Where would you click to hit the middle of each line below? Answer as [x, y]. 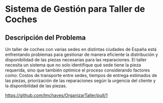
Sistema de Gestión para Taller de [75, 9]
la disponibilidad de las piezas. [36, 86]
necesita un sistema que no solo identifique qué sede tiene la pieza [73, 65]
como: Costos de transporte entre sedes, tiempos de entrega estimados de [81, 75]
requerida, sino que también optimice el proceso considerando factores [78, 70]
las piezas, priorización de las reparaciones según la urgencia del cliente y [81, 80]
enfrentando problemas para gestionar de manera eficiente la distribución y [81, 54]
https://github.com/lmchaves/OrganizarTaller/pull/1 [56, 95]
